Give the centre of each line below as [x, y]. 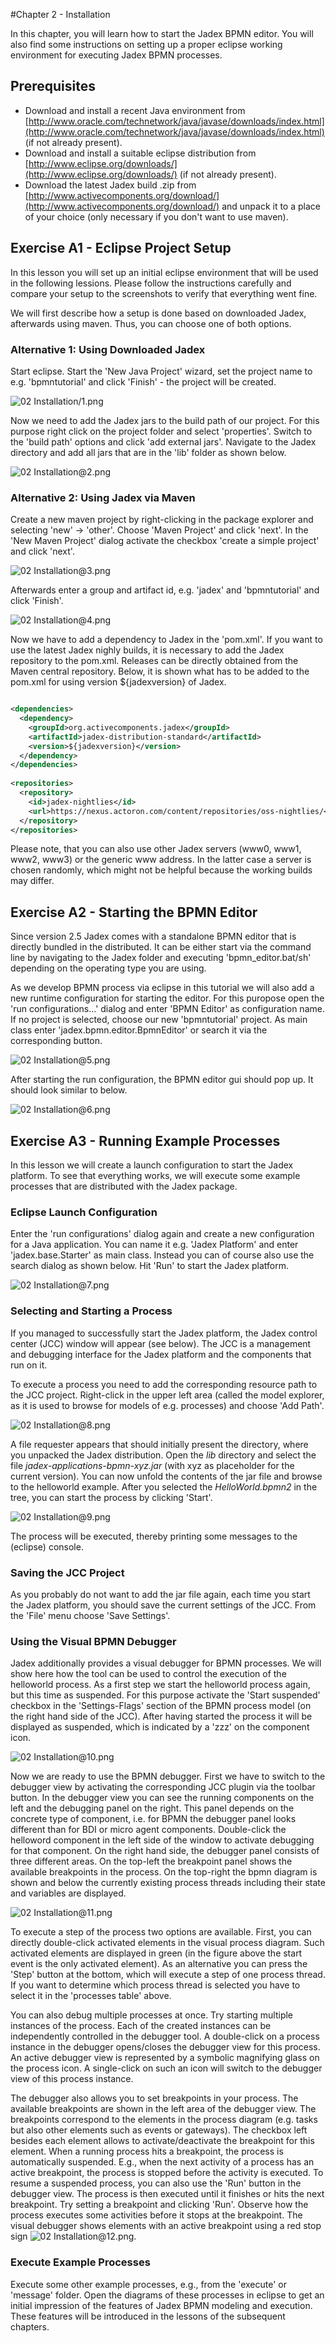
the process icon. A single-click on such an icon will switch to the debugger [166, 2068]
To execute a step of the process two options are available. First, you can [161, 1932]
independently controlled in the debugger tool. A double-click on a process [165, 2036]
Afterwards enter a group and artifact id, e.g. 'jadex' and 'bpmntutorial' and [165, 590]
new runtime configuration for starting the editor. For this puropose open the [167, 998]
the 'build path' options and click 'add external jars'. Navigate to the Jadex [163, 441]
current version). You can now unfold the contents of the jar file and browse [166, 1476]
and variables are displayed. [68, 1893]
